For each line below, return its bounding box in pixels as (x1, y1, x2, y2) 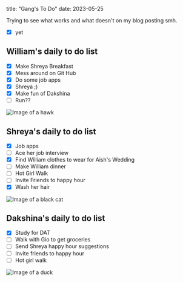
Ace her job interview (15, 149, 68, 157)
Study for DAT (15, 229, 50, 237)
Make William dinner (15, 163, 67, 170)
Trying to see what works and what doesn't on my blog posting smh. (6, 17, 178, 24)
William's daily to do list (6, 47, 98, 57)
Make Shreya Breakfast (15, 62, 74, 70)
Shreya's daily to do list (6, 126, 96, 137)
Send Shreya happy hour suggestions (15, 243, 109, 250)
